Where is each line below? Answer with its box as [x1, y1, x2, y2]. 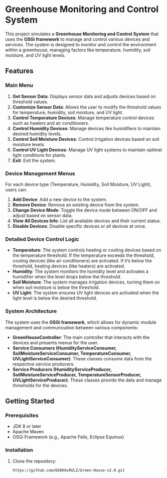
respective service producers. [12, 361, 75, 367]
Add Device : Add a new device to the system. [12, 196, 108, 202]
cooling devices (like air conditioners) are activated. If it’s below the [12, 258, 152, 264]
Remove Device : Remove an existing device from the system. [12, 202, 140, 208]
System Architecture [5, 308, 57, 315]
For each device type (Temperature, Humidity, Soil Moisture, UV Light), [5, 181, 152, 187]
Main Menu [5, 82, 34, 89]
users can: [5, 186, 27, 193]
